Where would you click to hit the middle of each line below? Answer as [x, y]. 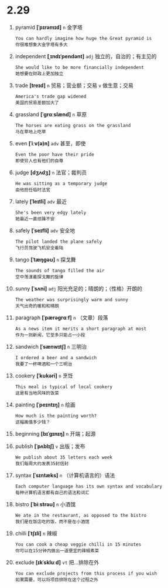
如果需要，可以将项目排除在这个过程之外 [56, 580]
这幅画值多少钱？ [32, 422]
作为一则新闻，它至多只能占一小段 [50, 335]
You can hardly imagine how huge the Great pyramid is [83, 38]
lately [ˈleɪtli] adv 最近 [41, 201]
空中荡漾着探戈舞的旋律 [39, 277]
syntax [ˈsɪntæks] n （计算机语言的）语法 [65, 475]
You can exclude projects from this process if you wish [86, 573]
